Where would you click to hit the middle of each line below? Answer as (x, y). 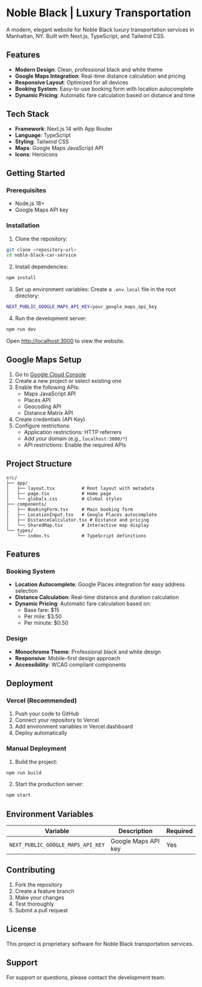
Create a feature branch (44, 891)
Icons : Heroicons (36, 154)
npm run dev (21, 330)
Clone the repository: (41, 239)
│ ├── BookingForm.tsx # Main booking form (70, 509)
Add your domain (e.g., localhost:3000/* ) (75, 438)
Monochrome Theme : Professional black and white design (88, 652)
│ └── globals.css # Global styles (64, 499)
